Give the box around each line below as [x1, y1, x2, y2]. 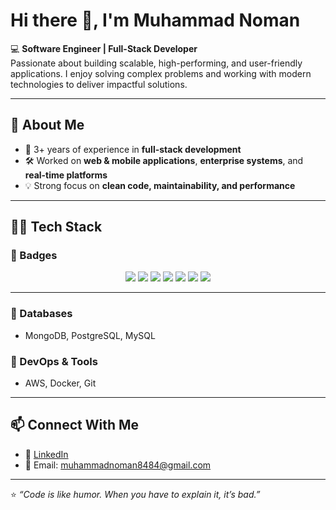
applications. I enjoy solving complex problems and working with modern [10, 67, 312, 79]
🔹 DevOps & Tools [10, 354, 98, 368]
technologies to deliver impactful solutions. [10, 78, 188, 90]
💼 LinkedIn [24, 448, 69, 460]
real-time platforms [24, 169, 108, 181]
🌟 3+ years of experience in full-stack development [24, 143, 242, 155]
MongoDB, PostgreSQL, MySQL [24, 329, 156, 341]
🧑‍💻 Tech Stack [10, 219, 103, 236]
